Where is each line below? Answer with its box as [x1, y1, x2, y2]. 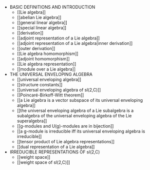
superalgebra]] [17, 118, 47, 124]
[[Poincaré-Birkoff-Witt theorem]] [17, 92, 84, 98]
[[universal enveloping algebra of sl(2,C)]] [17, 87, 101, 93]
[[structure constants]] [17, 82, 63, 87]
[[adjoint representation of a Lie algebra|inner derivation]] [17, 40, 133, 46]
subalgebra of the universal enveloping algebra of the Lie [17, 113, 132, 118]
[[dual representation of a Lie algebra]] [17, 144, 95, 150]
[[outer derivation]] [17, 46, 56, 51]
